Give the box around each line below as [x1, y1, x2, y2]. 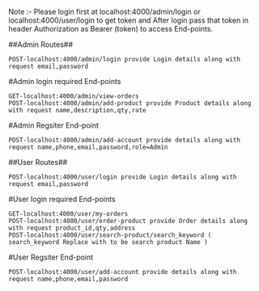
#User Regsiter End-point [8, 252, 94, 262]
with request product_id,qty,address [8, 224, 136, 232]
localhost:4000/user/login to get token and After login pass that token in [8, 15, 249, 25]
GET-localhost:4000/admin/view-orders [8, 92, 139, 100]
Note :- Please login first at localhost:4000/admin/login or [8, 7, 201, 16]
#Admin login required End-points [8, 77, 121, 86]
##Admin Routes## [8, 40, 74, 49]
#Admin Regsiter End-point [8, 120, 100, 130]
